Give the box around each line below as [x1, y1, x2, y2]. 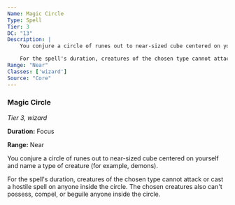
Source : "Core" [7, 75, 52, 82]
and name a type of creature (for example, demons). [7, 161, 159, 169]
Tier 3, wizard [7, 113, 48, 122]
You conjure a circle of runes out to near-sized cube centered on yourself [7, 154, 219, 162]
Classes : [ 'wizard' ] [7, 68, 68, 75]
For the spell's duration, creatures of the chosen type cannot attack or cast [7, 175, 224, 183]
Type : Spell [7, 17, 42, 24]
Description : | [7, 36, 52, 43]
